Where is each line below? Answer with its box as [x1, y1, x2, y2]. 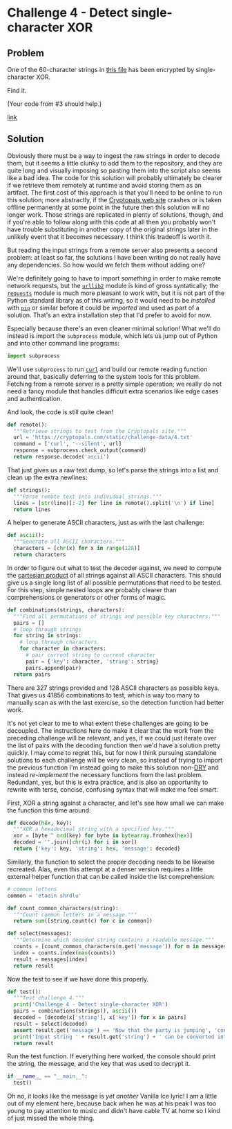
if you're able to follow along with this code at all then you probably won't [7, 217, 216, 226]
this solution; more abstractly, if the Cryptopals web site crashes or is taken [7, 195, 222, 204]
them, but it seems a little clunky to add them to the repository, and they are [7, 159, 222, 167]
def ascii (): [7, 532, 45, 539]
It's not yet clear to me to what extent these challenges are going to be [7, 719, 209, 727]
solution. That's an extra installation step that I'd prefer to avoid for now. [7, 310, 212, 319]
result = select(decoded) [13, 1020, 88, 1027]
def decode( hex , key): [7, 819, 72, 826]
